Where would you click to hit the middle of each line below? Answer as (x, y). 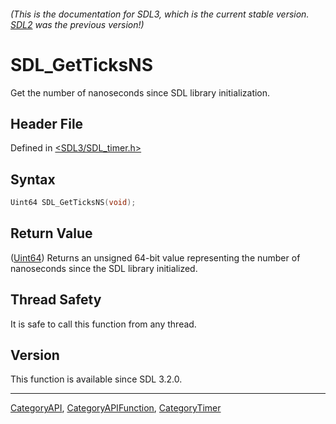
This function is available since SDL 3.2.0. (96, 379)
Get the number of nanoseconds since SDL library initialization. (140, 92)
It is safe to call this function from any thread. (103, 324)
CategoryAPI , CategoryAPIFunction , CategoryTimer (116, 408)
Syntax (33, 179)
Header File (47, 123)
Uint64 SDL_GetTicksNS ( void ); (73, 203)
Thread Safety (56, 300)
